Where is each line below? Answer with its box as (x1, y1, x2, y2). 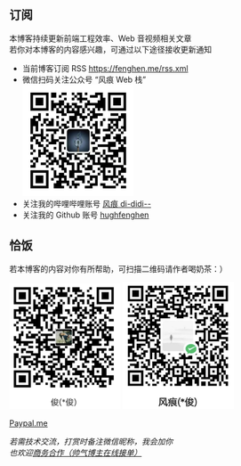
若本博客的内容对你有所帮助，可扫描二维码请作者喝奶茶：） (9, 263, 228, 274)
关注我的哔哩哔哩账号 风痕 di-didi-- (21, 198, 151, 208)
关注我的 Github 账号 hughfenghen (21, 209, 149, 220)
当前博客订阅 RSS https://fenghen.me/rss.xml (21, 62, 189, 73)
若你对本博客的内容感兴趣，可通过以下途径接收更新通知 (9, 44, 212, 54)
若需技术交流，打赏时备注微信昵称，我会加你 (9, 437, 173, 447)
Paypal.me (9, 418, 48, 429)
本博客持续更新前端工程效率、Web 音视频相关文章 (9, 33, 192, 44)
